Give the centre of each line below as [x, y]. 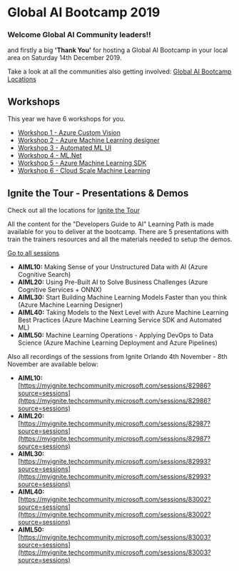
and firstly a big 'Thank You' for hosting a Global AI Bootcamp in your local [118, 50]
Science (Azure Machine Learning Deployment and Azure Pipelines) [117, 343]
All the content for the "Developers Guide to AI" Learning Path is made [111, 224]
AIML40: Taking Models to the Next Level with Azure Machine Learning [123, 313]
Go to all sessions [33, 253]
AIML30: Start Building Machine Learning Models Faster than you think [122, 298]
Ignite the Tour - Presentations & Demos [98, 193]
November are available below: [53, 364]
